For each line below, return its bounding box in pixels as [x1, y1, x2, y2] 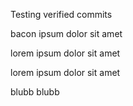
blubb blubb [10, 86, 60, 98]
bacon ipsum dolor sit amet [10, 28, 123, 39]
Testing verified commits [10, 9, 113, 20]
